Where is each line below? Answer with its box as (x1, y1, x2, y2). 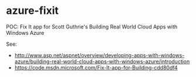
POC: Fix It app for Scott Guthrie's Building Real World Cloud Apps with (6, 23, 177, 30)
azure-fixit (6, 4, 59, 17)
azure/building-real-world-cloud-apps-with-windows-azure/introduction (14, 58, 190, 65)
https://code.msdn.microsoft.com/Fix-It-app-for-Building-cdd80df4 (14, 64, 178, 71)
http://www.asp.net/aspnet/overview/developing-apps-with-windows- (14, 52, 185, 58)
